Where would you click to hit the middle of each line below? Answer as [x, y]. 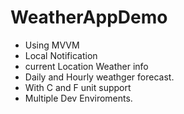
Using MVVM [52, 45]
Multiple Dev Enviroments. [78, 98]
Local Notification [61, 55]
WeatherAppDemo [89, 17]
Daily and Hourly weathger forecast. [99, 77]
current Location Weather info [86, 66]
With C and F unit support [78, 87]
